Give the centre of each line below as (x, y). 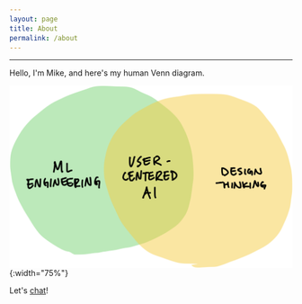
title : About (34, 28)
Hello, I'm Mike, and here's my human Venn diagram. (107, 73)
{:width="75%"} (39, 273)
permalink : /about (44, 38)
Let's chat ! (29, 290)
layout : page (34, 19)
